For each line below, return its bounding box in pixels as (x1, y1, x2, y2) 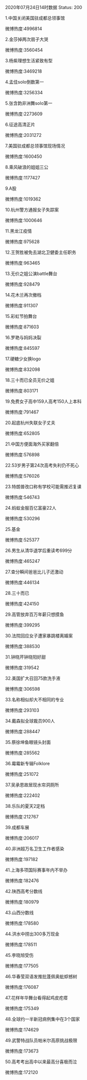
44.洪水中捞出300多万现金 (5, 931, 60, 937)
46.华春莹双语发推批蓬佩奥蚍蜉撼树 (5, 974, 78, 979)
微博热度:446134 (5, 579, 40, 585)
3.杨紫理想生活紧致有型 (5, 58, 53, 64)
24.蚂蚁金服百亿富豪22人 (5, 505, 57, 511)
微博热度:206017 (5, 835, 39, 841)
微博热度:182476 (5, 878, 39, 884)
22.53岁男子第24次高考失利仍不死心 (5, 463, 80, 468)
